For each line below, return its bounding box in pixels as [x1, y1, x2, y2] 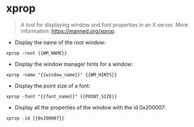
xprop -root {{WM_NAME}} [6, 50, 67, 56]
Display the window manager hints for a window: [14, 61, 133, 68]
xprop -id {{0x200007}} [6, 115, 65, 121]
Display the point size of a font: [14, 82, 90, 89]
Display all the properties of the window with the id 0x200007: [14, 103, 166, 111]
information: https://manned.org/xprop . [20, 27, 116, 34]
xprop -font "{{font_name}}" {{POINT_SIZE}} [6, 93, 117, 99]
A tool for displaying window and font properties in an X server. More [20, 21, 189, 28]
